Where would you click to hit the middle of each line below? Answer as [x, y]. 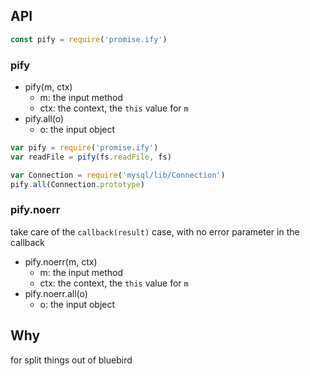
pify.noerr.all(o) [56, 293]
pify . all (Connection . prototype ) [77, 184]
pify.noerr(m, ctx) [61, 261]
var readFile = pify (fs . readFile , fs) [91, 157]
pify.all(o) [44, 118]
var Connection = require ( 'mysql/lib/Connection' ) [118, 175]
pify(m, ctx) [48, 86]
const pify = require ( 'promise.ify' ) [89, 39]
